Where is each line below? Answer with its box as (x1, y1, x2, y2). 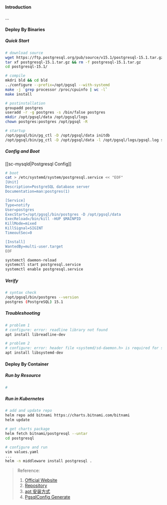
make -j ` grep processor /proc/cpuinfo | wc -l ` (5, 87, 108, 92)
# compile (5, 73, 26, 78)
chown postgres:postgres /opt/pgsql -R (5, 120, 88, 125)
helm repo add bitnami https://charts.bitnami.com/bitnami (5, 413, 130, 418)
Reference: (17, 468, 40, 474)
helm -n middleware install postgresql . (5, 459, 92, 464)
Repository (24, 483, 47, 489)
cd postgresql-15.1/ (5, 64, 48, 69)
